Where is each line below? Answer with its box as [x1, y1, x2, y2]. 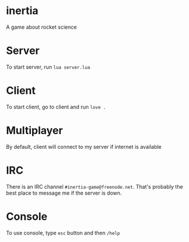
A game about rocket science [6, 23, 77, 30]
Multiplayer [6, 124, 63, 137]
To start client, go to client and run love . [6, 103, 106, 110]
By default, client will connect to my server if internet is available [6, 143, 162, 150]
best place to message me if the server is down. [6, 189, 122, 196]
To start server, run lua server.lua [6, 63, 91, 70]
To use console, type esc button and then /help [6, 229, 120, 236]
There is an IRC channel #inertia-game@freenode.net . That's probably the [6, 183, 183, 190]
